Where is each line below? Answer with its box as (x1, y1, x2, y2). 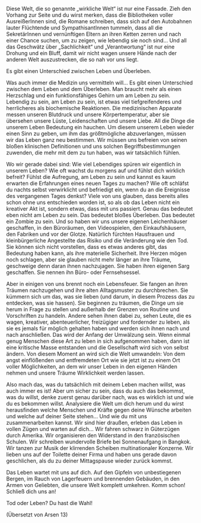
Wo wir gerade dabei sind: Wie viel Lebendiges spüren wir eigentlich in (6, 161, 181, 168)
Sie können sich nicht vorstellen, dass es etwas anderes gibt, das (6, 244, 167, 250)
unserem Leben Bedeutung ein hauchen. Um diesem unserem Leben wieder (6, 124, 194, 130)
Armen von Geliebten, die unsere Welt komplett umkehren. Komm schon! (6, 482, 185, 488)
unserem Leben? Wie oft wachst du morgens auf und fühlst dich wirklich (6, 167, 185, 174)
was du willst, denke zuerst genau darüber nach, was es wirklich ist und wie (6, 394, 194, 400)
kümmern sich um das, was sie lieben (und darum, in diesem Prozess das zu (6, 293, 195, 300)
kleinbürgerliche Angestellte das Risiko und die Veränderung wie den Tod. (6, 237, 188, 244)
